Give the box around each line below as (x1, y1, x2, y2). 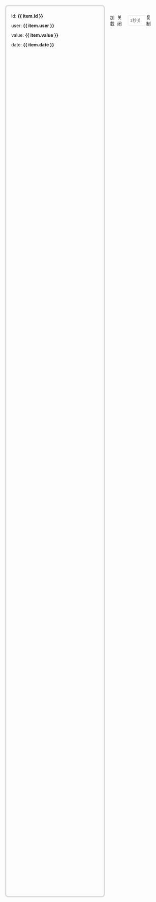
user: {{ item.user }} (11, 22, 55, 29)
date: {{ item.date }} (11, 42, 54, 47)
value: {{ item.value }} (11, 32, 59, 38)
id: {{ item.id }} (11, 13, 44, 19)
